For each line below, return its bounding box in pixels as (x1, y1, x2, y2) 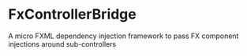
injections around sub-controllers (8, 39, 117, 48)
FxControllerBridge (8, 5, 137, 23)
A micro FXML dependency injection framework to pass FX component (8, 31, 239, 40)
